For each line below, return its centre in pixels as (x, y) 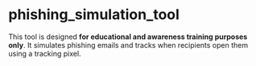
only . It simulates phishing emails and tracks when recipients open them (128, 45)
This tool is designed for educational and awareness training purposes (128, 37)
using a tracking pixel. (45, 53)
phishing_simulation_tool (94, 15)
